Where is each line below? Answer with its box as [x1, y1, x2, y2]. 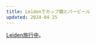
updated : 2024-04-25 [6, 14, 58, 20]
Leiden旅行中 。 [6, 31, 44, 39]
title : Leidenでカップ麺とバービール [6, 8, 91, 15]
